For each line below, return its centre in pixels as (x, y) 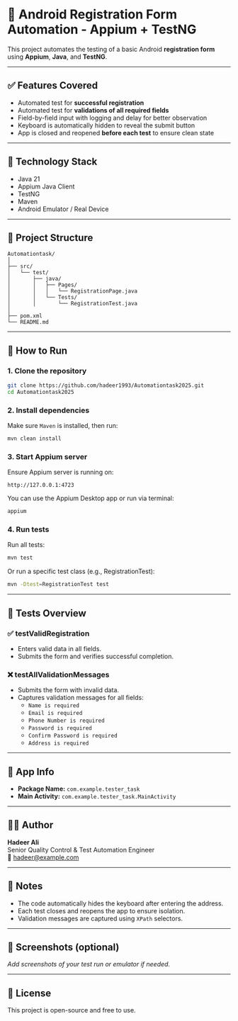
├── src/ (20, 266)
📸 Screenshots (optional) (63, 948)
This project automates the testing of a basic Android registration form (111, 49)
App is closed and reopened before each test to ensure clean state (116, 132)
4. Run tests (28, 529)
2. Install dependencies (49, 410)
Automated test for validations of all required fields (93, 110)
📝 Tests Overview (47, 613)
